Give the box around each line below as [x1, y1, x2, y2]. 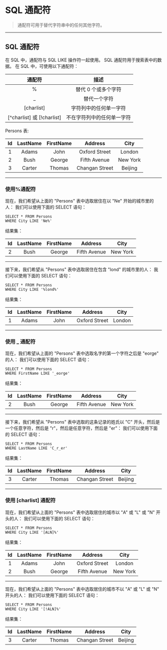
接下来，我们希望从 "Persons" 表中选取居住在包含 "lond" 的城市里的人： [5, 266, 153, 272]
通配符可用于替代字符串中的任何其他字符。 [17, 22, 105, 28]
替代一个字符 [83, 95, 114, 102]
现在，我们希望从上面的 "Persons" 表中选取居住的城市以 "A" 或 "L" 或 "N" [5, 509, 155, 515]
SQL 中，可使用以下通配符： [20, 63, 79, 69]
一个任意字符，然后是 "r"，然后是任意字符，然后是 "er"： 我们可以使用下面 [5, 425, 158, 432]
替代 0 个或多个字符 [75, 86, 122, 93]
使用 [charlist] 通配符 [5, 497, 56, 504]
